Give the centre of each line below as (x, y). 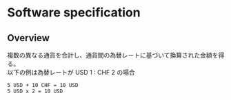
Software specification (74, 13)
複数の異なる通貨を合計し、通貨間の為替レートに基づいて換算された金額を (113, 55)
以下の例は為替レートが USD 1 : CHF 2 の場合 (71, 72)
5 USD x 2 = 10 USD (35, 91)
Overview (29, 38)
